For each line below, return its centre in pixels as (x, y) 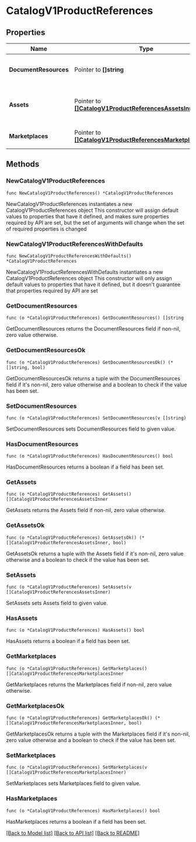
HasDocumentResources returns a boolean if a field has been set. (85, 467)
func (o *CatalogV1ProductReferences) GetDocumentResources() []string (95, 318)
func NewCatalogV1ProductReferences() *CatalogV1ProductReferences (90, 193)
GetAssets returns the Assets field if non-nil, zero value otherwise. (86, 510)
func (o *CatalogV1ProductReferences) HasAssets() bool (75, 630)
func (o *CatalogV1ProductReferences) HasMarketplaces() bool (83, 811)
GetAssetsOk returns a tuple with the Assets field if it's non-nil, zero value (95, 554)
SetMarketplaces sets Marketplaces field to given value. (73, 783)
